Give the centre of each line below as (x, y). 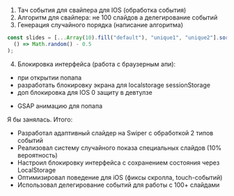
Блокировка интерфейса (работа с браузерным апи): (96, 64)
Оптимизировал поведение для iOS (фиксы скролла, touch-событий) (120, 177)
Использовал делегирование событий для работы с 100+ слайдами (118, 185)
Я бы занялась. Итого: (40, 119)
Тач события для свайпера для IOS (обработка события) (102, 10)
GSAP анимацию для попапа (60, 106)
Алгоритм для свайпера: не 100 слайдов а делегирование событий (117, 17)
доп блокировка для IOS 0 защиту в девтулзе (85, 92)
